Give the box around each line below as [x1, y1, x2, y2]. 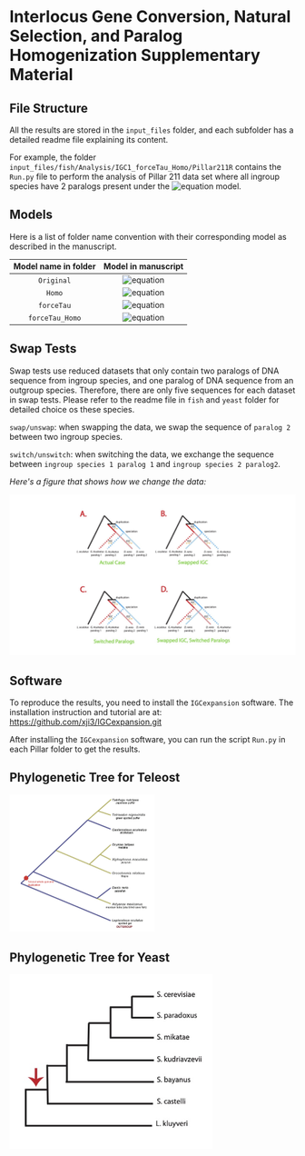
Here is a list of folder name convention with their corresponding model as [9, 231, 288, 242]
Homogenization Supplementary [9, 45, 261, 65]
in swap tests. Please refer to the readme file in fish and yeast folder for [9, 394, 280, 405]
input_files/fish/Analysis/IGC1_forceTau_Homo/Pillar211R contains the [9, 162, 281, 172]
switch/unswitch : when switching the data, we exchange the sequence [9, 448, 275, 460]
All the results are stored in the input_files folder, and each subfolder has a [9, 125, 294, 135]
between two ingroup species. [9, 431, 123, 442]
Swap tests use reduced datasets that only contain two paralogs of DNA [9, 365, 280, 376]
